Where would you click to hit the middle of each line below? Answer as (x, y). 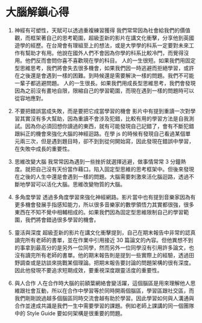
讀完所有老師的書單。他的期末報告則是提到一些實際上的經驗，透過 (107, 255)
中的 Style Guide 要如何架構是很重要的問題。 (70, 313)
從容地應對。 (30, 98)
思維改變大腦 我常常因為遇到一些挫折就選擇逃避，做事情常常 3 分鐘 (98, 161)
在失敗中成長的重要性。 (43, 149)
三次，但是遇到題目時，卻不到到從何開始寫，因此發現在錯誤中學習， (109, 141)
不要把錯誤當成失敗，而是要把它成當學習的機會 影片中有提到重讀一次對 (102, 111)
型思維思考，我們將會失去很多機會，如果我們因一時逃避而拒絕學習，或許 (104, 68)
